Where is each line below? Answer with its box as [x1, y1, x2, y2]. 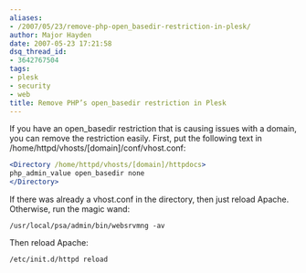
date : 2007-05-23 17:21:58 [9, 38, 112, 48]
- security [9, 81, 51, 90]
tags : [9, 65, 30, 74]
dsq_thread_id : [9, 47, 68, 57]
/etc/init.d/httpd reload [9, 255, 108, 264]
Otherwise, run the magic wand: [9, 204, 131, 215]
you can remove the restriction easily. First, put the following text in [9, 133, 263, 144]
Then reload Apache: [9, 237, 89, 247]
